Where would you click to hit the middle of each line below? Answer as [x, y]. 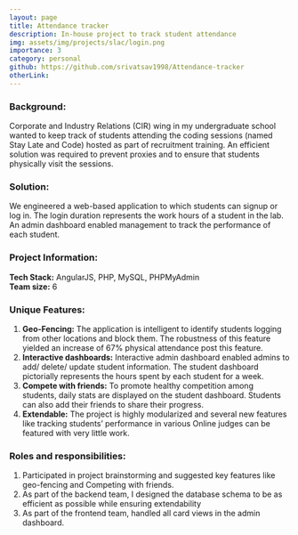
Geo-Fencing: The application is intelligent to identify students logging [152, 328]
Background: [38, 106]
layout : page [33, 17]
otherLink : [29, 76]
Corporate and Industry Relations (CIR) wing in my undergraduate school [143, 126]
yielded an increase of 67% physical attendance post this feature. [143, 347]
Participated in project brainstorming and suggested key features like [149, 475]
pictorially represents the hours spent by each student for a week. [143, 376]
